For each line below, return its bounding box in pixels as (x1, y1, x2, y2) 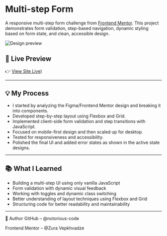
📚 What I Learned (5, 164, 62, 173)
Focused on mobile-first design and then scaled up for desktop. (12, 128, 143, 135)
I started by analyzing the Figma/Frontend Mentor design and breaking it (12, 102, 161, 108)
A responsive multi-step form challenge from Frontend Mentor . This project (5, 20, 159, 26)
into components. (12, 108, 49, 114)
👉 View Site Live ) (5, 68, 42, 74)
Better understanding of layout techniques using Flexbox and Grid (12, 196, 148, 202)
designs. (12, 144, 30, 150)
